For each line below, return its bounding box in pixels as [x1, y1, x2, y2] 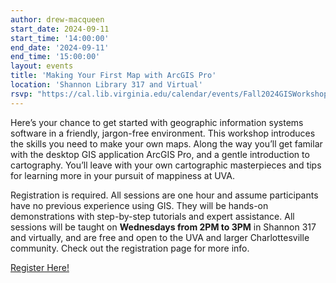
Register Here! [10, 261, 70, 273]
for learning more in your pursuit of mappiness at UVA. [10, 169, 235, 181]
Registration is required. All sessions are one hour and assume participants [10, 189, 319, 201]
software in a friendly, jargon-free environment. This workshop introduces [10, 127, 316, 139]
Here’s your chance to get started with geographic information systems [10, 116, 304, 128]
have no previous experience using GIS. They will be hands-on [10, 199, 269, 211]
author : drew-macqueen [10, 14, 105, 25]
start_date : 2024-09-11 [10, 24, 110, 34]
